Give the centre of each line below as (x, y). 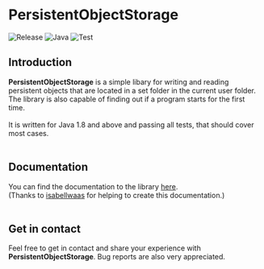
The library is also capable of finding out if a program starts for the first (127, 99)
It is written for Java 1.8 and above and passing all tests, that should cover (131, 124)
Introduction (40, 62)
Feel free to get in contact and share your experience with (105, 248)
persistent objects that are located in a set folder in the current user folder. (132, 90)
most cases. (29, 133)
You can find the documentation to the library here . (93, 186)
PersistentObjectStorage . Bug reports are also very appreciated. (117, 257)
